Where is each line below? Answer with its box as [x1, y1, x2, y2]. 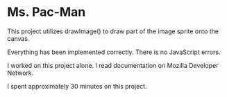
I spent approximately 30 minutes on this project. [7, 82, 147, 90]
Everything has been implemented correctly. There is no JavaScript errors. [7, 48, 221, 56]
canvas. [7, 34, 30, 42]
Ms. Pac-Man [7, 4, 86, 20]
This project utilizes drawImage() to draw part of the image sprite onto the [7, 27, 219, 35]
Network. [7, 69, 34, 77]
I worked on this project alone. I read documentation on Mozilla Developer [7, 61, 219, 69]
